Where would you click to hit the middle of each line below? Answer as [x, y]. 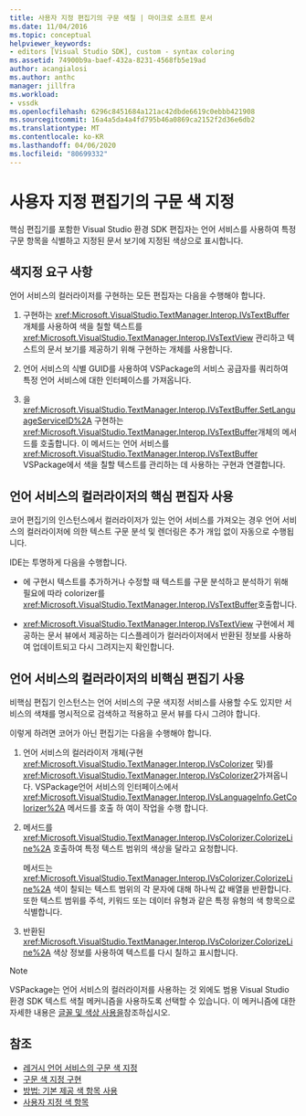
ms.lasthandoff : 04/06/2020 [63, 145]
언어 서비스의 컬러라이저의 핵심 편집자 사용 [121, 496]
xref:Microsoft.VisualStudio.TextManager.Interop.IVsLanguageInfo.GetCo [160, 797]
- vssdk [24, 103]
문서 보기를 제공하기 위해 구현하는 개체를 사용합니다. [140, 349]
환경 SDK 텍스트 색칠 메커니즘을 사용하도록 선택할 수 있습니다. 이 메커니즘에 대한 [153, 1001]
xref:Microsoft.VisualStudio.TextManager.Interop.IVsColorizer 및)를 [148, 764]
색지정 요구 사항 [51, 272]
